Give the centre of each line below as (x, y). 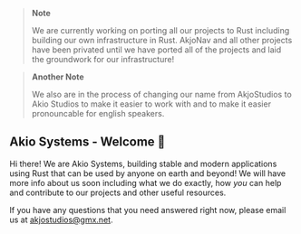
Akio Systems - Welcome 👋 (87, 142)
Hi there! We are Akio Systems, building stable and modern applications (143, 164)
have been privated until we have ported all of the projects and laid (156, 50)
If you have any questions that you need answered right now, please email (148, 210)
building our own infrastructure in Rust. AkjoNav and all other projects (162, 40)
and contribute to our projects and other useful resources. (118, 192)
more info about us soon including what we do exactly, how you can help (146, 183)
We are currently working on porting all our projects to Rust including (160, 30)
